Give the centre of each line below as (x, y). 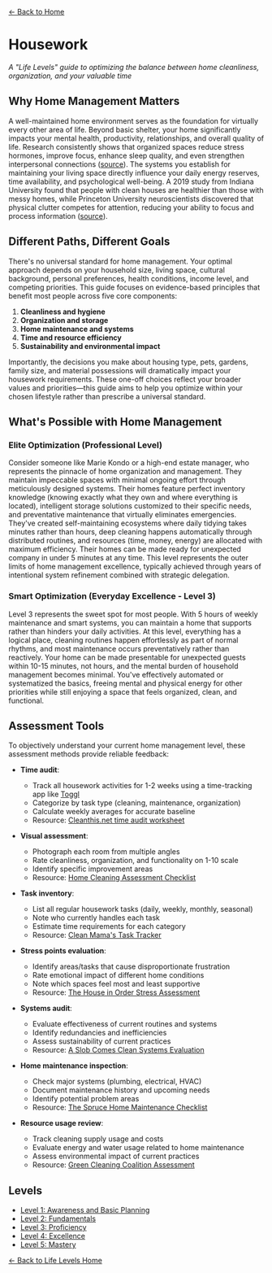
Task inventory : (47, 893)
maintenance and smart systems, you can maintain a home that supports (130, 622)
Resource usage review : (62, 1123)
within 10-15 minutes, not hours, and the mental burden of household (123, 665)
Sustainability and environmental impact (90, 346)
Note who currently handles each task (96, 918)
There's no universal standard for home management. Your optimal (121, 261)
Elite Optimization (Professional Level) (85, 445)
